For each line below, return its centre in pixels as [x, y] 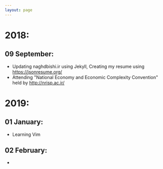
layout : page [19, 10]
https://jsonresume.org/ [37, 71]
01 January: [24, 122]
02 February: [26, 150]
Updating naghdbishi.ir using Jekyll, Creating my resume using [78, 66]
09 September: [29, 54]
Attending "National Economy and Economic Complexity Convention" [85, 77]
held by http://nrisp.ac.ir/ [38, 83]
